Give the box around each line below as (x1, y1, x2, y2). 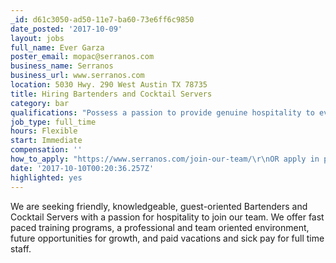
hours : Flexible (10, 126, 78, 136)
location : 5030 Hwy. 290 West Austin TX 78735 (10, 80, 208, 90)
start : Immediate (10, 136, 83, 146)
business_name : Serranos (10, 61, 114, 71)
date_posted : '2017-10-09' (10, 24, 123, 34)
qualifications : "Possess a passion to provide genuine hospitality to (10, 107, 315, 118)
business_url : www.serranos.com (10, 71, 145, 81)
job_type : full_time (10, 117, 97, 127)
